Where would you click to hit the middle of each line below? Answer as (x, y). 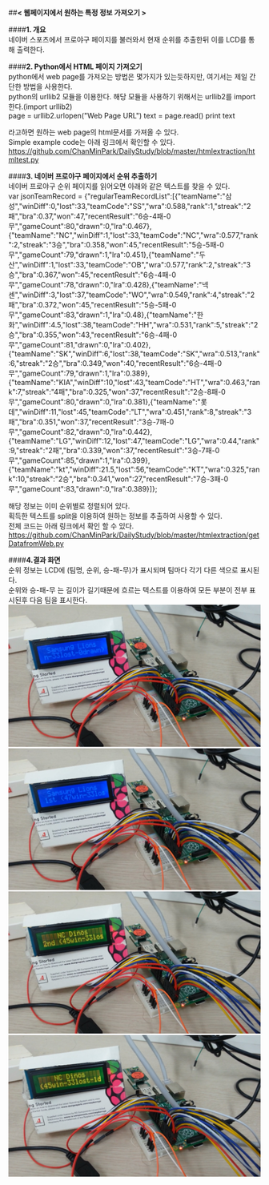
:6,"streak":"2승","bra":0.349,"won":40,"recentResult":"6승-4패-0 (115, 363)
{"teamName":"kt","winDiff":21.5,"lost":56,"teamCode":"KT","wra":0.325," (129, 469)
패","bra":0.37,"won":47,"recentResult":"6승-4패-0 (90, 216)
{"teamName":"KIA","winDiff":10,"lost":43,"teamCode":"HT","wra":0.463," (129, 382)
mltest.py (24, 160)
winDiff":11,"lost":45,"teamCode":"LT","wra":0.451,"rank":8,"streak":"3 (137, 412)
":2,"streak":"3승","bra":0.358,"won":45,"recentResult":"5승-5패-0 (116, 245)
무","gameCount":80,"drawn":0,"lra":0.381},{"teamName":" (105, 402)
